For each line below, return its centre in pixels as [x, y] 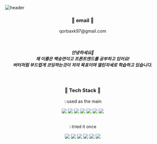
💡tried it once [83, 126]
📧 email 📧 [83, 20]
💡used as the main [83, 101]
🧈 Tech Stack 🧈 [83, 90]
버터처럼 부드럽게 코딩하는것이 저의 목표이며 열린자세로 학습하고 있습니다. [83, 65]
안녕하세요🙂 [83, 52]
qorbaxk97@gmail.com [83, 31]
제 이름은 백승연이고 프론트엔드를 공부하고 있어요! [83, 59]
